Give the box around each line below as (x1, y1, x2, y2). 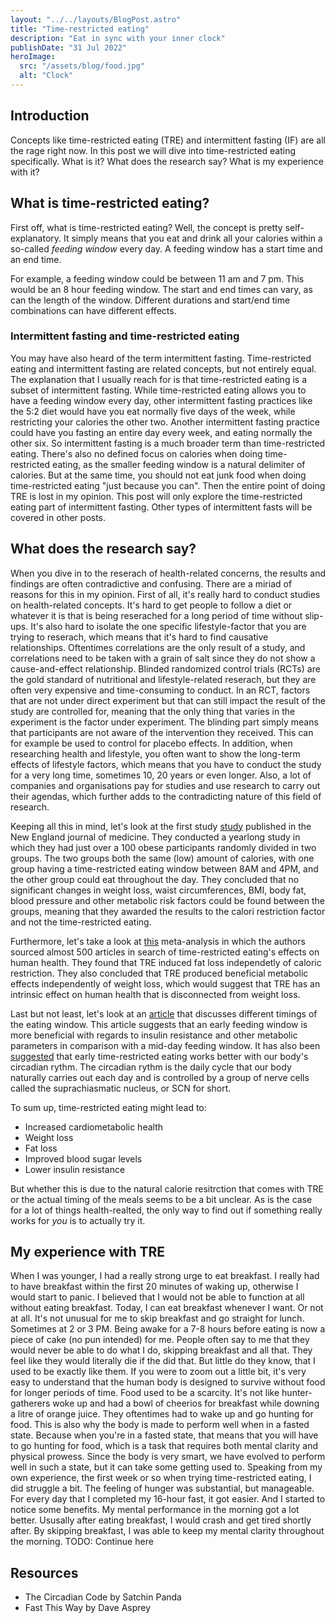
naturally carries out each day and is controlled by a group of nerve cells (10, 1071, 310, 1083)
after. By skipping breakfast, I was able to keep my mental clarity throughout (10, 1525, 325, 1537)
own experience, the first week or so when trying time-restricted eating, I (10, 1472, 312, 1484)
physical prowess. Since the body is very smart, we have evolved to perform (10, 1451, 326, 1463)
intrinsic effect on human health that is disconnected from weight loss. (10, 988, 301, 1000)
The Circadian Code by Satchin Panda (24, 1591, 182, 1603)
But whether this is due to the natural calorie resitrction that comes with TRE (10, 1182, 324, 1195)
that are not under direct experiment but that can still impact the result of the (10, 694, 326, 706)
